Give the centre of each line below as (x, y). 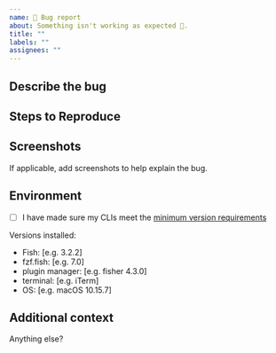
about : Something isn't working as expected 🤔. (99, 26)
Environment (46, 196)
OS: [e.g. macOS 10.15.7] (67, 290)
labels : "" (29, 42)
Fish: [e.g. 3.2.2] (52, 252)
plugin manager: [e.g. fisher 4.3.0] (84, 271)
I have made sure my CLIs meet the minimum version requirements (144, 217)
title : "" (28, 34)
